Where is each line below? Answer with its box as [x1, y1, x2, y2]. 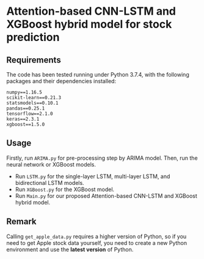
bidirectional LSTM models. [15, 179, 84, 186]
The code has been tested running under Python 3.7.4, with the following [6, 71, 189, 78]
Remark [6, 216, 37, 227]
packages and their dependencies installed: [6, 78, 117, 84]
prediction [6, 31, 60, 44]
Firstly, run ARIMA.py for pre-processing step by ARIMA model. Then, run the [6, 154, 198, 162]
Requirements [6, 54, 61, 65]
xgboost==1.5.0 [6, 121, 45, 127]
